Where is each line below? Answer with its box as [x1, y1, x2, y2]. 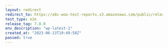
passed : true [5, 35, 32, 40]
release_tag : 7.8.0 [5, 21, 46, 26]
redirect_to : [5, 12, 32, 17]
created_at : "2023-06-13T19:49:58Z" [5, 30, 81, 35]
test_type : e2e [5, 16, 37, 21]
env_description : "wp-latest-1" [5, 26, 72, 31]
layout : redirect [5, 7, 41, 12]
